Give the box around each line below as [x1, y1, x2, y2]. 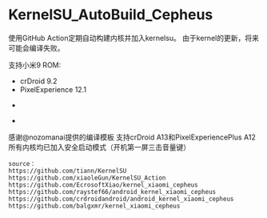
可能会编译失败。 [8, 42, 65, 53]
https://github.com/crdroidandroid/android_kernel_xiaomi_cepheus [8, 195, 234, 203]
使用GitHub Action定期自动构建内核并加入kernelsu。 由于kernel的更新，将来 [8, 33, 260, 42]
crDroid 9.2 [19, 76, 58, 86]
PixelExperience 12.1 [19, 84, 86, 94]
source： [8, 159, 36, 168]
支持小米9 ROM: [8, 60, 62, 70]
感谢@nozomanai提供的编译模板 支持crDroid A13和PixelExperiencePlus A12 [8, 132, 256, 142]
